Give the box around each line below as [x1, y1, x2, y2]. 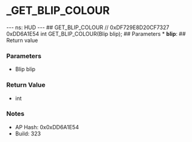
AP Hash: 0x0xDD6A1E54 [15, 123, 79, 130]
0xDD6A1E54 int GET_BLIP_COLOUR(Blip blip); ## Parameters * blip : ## [6, 30, 187, 37]
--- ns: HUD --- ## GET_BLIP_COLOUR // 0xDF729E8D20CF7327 [6, 24, 170, 31]
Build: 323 [15, 130, 41, 137]
